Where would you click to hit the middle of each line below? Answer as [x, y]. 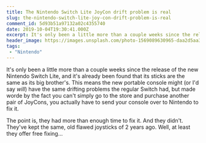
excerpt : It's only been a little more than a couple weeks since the [98, 35]
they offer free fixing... [35, 133]
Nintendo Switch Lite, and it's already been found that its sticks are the [96, 76]
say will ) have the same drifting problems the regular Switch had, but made [101, 89]
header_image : [25, 41]
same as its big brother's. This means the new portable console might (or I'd [103, 82]
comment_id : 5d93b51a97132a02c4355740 [56, 23]
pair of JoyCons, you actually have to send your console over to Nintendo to [103, 102]
